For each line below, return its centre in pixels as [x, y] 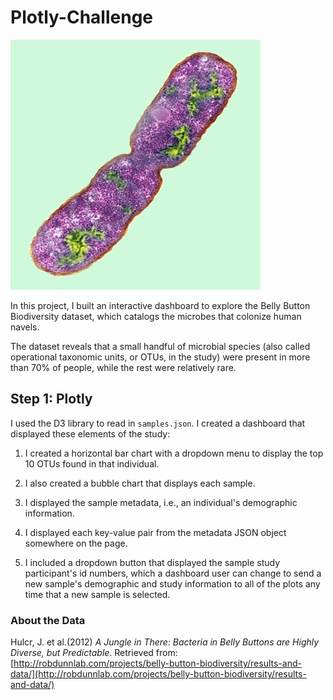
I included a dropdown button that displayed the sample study [152, 562]
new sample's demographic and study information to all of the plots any [172, 583]
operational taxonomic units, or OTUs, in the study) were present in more [160, 357]
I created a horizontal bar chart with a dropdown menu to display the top [174, 453]
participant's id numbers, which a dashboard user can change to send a [173, 573]
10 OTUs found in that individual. [92, 463]
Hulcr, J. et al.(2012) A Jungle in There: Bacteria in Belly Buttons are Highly [165, 642]
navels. [25, 327]
